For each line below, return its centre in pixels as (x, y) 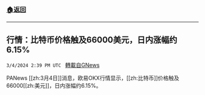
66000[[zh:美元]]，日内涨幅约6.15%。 (54, 86)
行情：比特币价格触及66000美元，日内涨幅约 (92, 40)
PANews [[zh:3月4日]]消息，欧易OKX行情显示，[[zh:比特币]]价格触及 (93, 78)
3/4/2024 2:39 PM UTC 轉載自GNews (53, 65)
